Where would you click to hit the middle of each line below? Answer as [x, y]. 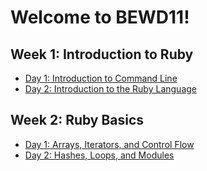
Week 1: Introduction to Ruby [102, 54]
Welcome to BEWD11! [100, 17]
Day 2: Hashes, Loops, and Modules [99, 155]
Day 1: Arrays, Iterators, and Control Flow [109, 144]
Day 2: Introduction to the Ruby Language [110, 89]
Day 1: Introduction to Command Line [101, 78]
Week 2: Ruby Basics [77, 120]
